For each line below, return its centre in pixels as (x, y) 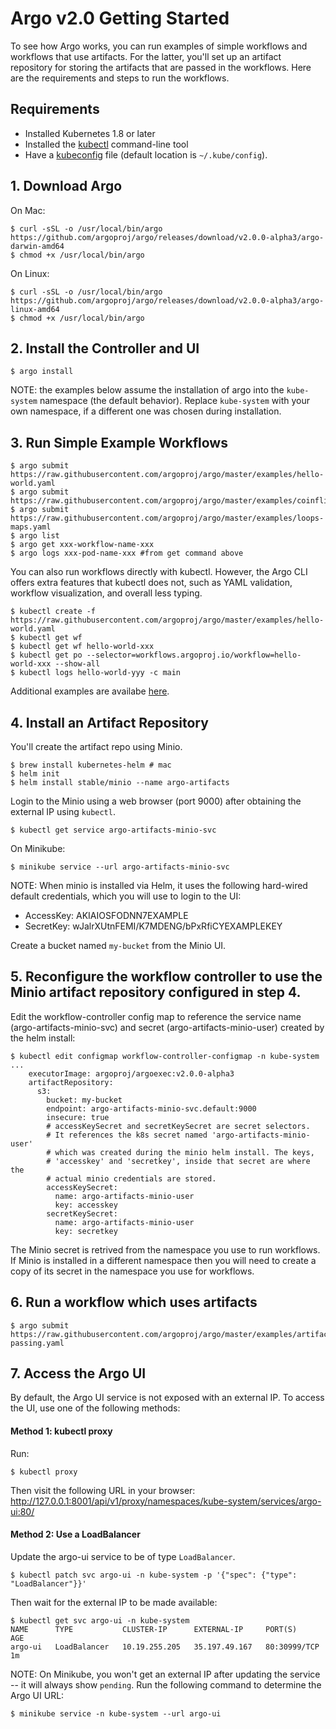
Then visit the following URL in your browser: (103, 1490)
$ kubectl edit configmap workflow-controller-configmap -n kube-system (165, 1056)
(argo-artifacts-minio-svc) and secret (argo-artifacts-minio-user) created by (167, 1027)
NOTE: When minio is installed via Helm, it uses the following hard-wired (159, 885)
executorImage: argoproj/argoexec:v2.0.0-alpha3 (131, 1073)
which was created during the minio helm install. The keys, (184, 1152)
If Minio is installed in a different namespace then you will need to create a (163, 1260)
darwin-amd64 (37, 246)
